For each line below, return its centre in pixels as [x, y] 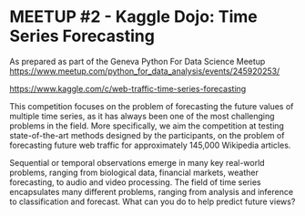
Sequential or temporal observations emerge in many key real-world [137, 162]
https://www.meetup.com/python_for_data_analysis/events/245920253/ [145, 71]
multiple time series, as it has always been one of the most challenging [142, 116]
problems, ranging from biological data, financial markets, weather [134, 172]
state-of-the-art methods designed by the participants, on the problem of [147, 135]
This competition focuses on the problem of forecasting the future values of [152, 106]
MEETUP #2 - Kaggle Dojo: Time [133, 17]
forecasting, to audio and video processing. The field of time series [135, 182]
